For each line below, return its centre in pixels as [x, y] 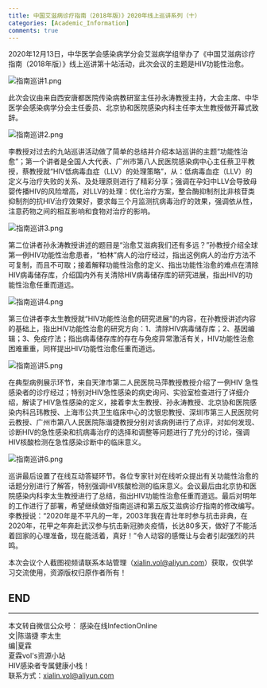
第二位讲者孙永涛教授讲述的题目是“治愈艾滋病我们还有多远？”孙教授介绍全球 [133, 245]
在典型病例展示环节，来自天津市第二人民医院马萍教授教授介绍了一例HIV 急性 [133, 382]
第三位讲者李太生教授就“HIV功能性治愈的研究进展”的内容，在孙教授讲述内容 [132, 319]
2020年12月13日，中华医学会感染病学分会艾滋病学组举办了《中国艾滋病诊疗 [132, 54]
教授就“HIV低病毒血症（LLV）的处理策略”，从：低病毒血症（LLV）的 [141, 171]
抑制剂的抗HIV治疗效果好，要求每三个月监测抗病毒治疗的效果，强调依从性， [132, 201]
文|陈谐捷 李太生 [35, 636]
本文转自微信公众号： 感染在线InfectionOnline [83, 626]
